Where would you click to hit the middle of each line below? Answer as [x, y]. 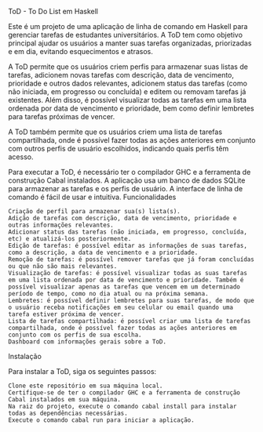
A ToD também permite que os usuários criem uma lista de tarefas [115, 132]
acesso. [21, 157]
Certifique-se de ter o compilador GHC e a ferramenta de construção [124, 393]
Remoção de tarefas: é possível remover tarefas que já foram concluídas [131, 260]
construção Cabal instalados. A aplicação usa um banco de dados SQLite [127, 180]
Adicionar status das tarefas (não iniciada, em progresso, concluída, [128, 232]
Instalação [25, 356]
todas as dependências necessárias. [68, 413]
